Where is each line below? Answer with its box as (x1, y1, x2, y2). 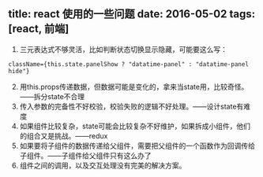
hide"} (8, 67, 30, 75)
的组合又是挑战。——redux (19, 131, 108, 140)
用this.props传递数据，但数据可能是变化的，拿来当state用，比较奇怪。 (19, 82, 249, 91)
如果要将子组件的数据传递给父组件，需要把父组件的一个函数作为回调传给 (19, 141, 255, 150)
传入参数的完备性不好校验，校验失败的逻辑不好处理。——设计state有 (19, 101, 244, 111)
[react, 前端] (8, 22, 70, 35)
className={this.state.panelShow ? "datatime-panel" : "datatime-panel (8, 60, 249, 68)
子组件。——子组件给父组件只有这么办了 (19, 150, 152, 160)
